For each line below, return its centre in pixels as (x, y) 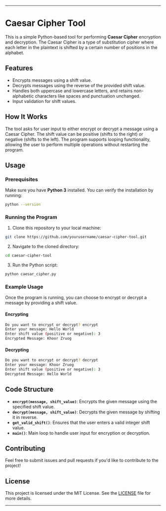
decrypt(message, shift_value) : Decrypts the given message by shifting (86, 412)
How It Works (26, 117)
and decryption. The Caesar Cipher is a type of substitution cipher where (80, 42)
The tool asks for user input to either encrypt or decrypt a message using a (82, 129)
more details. (19, 499)
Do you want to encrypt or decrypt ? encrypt (52, 325)
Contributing (25, 448)
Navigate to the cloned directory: (46, 247)
